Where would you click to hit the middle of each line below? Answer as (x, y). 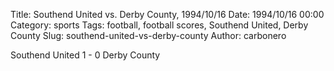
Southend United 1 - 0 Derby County (85, 55)
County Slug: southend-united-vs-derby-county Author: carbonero (148, 35)
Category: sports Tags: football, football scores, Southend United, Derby (159, 25)
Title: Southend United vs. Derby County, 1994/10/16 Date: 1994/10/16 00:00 (167, 14)
